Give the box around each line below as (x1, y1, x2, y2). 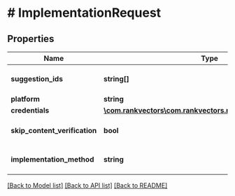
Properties (7, 33, 55, 45)
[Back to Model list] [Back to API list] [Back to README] (7, 181, 168, 190)
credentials (10, 106, 50, 115)
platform (10, 94, 41, 104)
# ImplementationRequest (7, 5, 162, 21)
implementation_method (10, 155, 94, 164)
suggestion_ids (10, 74, 63, 83)
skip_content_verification (10, 126, 97, 135)
